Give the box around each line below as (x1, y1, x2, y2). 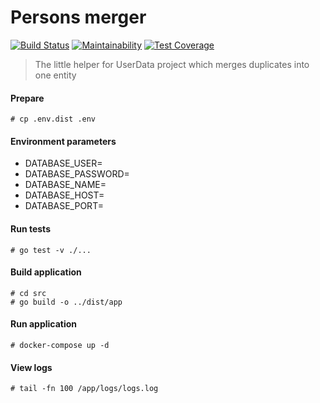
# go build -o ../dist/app (10, 297, 123, 307)
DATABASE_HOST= (24, 189, 105, 201)
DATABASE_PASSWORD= (24, 168, 130, 180)
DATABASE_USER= (24, 157, 103, 170)
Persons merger (10, 6, 147, 29)
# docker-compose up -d (10, 340, 110, 350)
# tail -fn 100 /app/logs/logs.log (10, 384, 159, 394)
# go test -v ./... (10, 245, 92, 255)
